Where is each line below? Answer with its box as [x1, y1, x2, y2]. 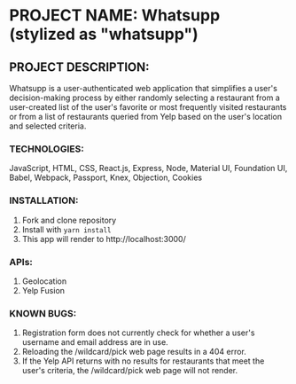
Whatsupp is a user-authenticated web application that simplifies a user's [9, 83, 277, 93]
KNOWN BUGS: [9, 307, 77, 319]
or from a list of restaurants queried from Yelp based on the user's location [9, 112, 282, 121]
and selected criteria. [9, 121, 87, 131]
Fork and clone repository [21, 215, 117, 225]
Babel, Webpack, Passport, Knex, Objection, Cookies [9, 172, 202, 183]
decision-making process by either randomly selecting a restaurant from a [9, 92, 281, 103]
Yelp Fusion [21, 285, 65, 295]
